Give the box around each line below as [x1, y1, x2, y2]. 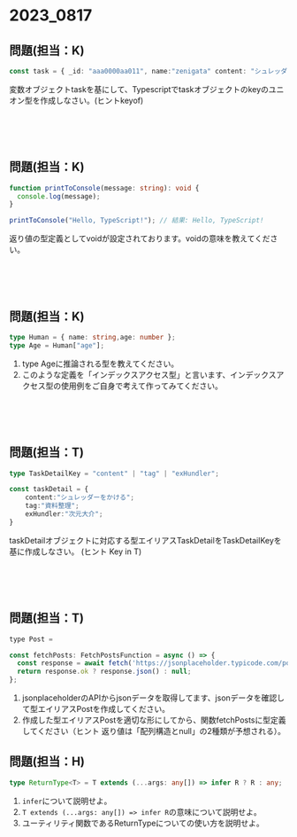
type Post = [9, 635, 53, 644]
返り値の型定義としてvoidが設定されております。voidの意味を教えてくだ [9, 233, 271, 244]
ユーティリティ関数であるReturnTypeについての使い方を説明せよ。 [21, 817, 264, 828]
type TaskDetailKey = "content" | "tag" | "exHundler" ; [9, 469, 219, 478]
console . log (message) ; [17, 192, 101, 200]
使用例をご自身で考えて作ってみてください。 [60, 380, 223, 391]
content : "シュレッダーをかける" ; [25, 493, 135, 502]
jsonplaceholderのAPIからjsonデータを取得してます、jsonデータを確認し [21, 692, 286, 703]
